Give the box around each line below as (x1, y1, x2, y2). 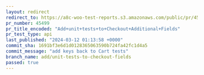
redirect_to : (5, 15, 39, 21)
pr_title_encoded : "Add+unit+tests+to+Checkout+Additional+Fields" (5, 25, 181, 32)
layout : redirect (5, 8, 50, 15)
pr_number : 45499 (5, 20, 50, 26)
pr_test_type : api (5, 31, 52, 37)
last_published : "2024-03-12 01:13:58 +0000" (5, 37, 123, 43)
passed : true (5, 59, 39, 65)
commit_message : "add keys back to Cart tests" (5, 48, 129, 54)
